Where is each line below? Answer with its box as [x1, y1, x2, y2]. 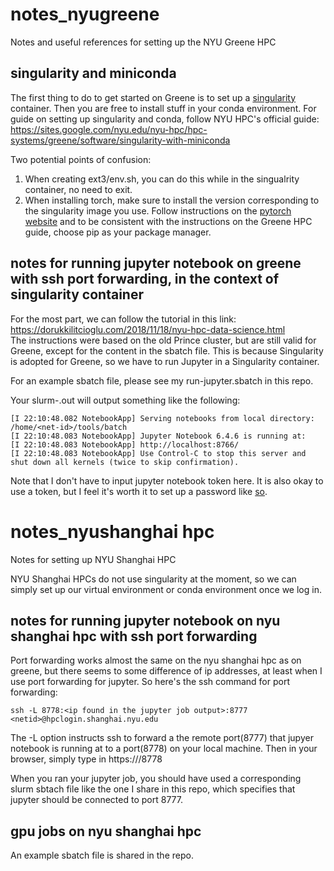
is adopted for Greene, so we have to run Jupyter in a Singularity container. [10, 355, 320, 367]
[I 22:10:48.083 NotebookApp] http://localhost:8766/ [10, 439, 240, 450]
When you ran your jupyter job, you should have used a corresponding [10, 773, 302, 785]
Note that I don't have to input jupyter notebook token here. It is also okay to [10, 474, 324, 487]
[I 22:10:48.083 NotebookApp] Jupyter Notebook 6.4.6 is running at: [10, 431, 307, 441]
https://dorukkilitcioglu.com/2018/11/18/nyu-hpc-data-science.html [10, 323, 286, 335]
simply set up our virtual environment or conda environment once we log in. [10, 583, 322, 595]
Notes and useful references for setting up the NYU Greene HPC [10, 36, 277, 48]
